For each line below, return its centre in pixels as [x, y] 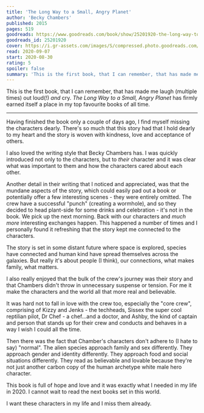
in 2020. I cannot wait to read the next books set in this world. [84, 392]
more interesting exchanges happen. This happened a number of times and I [102, 223]
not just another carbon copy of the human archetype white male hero [94, 367]
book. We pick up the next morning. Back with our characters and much [96, 217]
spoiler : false [25, 68]
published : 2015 [27, 23]
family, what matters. [32, 267]
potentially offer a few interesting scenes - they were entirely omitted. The [99, 197]
